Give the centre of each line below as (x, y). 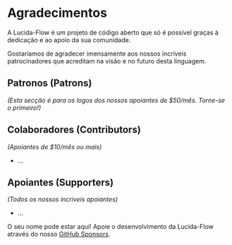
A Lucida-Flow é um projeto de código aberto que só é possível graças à (113, 32)
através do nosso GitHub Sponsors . (59, 234)
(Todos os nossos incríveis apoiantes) (63, 199)
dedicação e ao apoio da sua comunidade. (69, 39)
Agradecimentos (57, 13)
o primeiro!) (24, 108)
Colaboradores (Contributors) (74, 130)
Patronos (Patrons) (50, 83)
